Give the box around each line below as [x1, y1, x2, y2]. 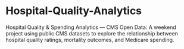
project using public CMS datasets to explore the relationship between [5, 30, 178, 37]
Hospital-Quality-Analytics [5, 4, 142, 18]
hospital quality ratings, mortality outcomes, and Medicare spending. [5, 36, 174, 43]
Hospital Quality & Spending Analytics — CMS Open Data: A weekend [5, 24, 176, 31]
